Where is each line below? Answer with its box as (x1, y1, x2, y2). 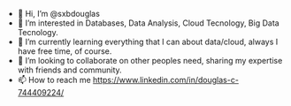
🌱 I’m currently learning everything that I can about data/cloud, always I (17, 36, 279, 47)
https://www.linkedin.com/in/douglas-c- (92, 75, 239, 85)
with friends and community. (17, 64, 122, 75)
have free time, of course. (17, 46, 112, 57)
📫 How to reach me (17, 75, 91, 85)
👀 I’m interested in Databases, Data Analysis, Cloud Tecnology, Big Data (17, 18, 280, 28)
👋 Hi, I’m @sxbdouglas (17, 9, 100, 19)
